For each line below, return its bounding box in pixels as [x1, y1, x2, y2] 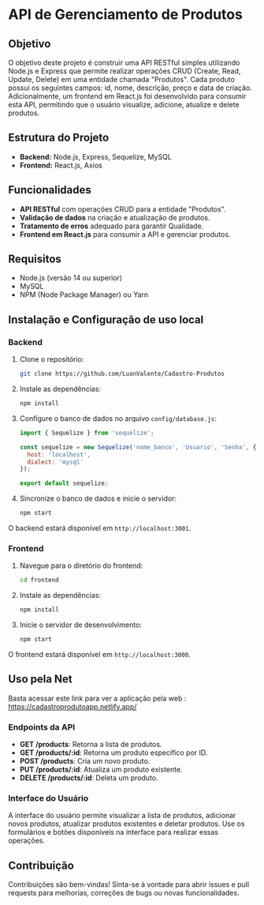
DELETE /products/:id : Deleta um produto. [19, 773, 159, 783]
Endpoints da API [8, 721, 76, 732]
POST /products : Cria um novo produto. [19, 757, 151, 766]
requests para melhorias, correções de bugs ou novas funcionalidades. [8, 888, 240, 898]
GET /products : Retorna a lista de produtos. [19, 740, 162, 749]
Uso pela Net [8, 673, 73, 686]
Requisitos [8, 253, 61, 266]
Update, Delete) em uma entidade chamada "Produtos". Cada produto [8, 75, 235, 84]
